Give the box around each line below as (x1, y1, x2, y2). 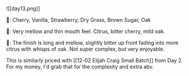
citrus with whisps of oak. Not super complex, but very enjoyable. (6, 45, 165, 52)
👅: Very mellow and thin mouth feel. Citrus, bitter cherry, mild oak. (6, 28, 166, 35)
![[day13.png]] (6, 5, 41, 12)
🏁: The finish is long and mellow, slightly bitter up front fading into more (6, 39, 179, 46)
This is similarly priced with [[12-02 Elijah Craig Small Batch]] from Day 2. (6, 57, 183, 64)
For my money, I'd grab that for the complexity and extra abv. (6, 63, 154, 70)
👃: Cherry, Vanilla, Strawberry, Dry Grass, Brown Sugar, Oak (6, 16, 151, 23)
